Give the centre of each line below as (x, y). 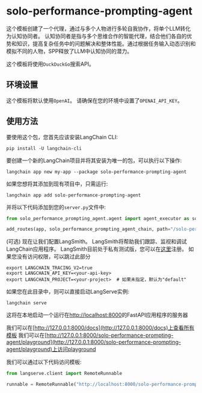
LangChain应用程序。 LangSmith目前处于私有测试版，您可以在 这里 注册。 (97, 249)
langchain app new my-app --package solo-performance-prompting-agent (96, 172)
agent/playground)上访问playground (51, 349)
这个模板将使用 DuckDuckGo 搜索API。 (50, 64)
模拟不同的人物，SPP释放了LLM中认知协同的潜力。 (69, 51)
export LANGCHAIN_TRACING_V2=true (50, 268)
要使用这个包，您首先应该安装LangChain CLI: (62, 137)
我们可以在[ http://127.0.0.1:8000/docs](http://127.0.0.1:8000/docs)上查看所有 (100, 328)
